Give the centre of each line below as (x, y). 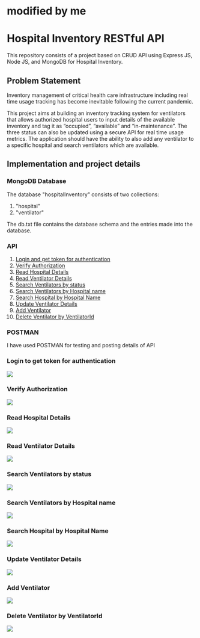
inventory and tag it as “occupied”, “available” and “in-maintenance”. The (97, 126)
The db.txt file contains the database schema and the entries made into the (100, 224)
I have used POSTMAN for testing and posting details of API (81, 345)
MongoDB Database (37, 181)
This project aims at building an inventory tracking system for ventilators (96, 113)
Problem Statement (44, 80)
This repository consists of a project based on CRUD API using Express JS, (100, 55)
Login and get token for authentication (63, 259)
